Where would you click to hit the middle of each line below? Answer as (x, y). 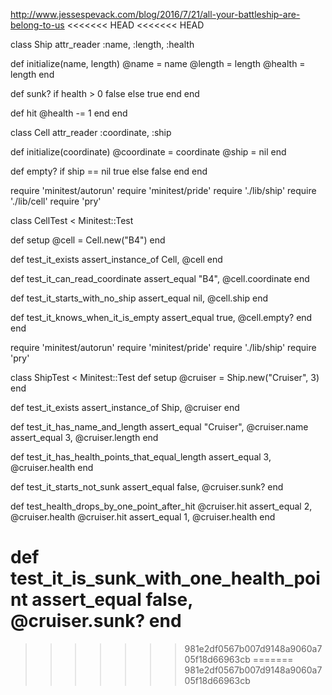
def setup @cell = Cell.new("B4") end (88, 240)
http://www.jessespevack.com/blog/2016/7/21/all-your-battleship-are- (155, 14)
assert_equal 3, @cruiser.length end (84, 437)
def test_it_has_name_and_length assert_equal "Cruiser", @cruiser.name (159, 427)
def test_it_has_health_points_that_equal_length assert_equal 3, (141, 457)
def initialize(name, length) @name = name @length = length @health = (158, 63)
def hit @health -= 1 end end (69, 113)
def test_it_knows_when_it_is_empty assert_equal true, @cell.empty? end (161, 317)
